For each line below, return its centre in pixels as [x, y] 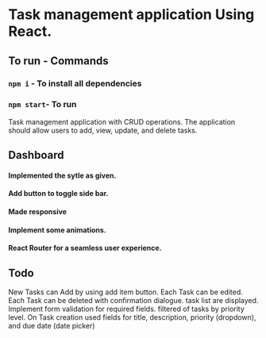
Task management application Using [131, 15]
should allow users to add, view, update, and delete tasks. [103, 130]
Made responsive [38, 211]
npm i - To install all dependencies [75, 83]
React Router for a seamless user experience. [85, 248]
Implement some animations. [58, 230]
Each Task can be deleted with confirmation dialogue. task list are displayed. [133, 300]
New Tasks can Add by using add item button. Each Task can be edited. [126, 292]
